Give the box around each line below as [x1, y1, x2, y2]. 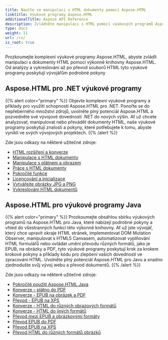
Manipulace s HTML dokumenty [12, 154, 78, 160]
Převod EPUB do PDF [12, 319, 56, 325]
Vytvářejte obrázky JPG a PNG [12, 181, 76, 187]
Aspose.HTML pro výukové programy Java [5, 201, 141, 209]
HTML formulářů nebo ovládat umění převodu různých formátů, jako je [5, 241, 150, 247]
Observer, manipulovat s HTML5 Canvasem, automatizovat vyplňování [5, 235, 150, 241]
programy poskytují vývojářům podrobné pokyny [5, 70, 106, 76]
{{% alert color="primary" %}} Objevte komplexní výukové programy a [5, 97, 151, 103]
